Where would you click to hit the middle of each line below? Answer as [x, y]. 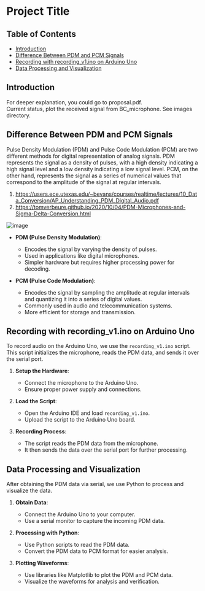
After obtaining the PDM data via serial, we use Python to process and [95, 484]
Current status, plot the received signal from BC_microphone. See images [99, 109]
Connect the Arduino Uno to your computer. [80, 514]
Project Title [38, 11]
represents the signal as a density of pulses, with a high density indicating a [102, 162]
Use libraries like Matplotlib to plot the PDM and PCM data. [99, 575]
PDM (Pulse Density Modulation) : [59, 237]
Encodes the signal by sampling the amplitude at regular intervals [107, 292]
